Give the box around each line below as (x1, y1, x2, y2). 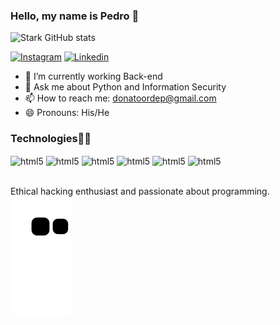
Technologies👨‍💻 (10, 132, 92, 146)
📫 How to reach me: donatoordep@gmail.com (24, 92, 217, 104)
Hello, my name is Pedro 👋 (10, 9, 140, 23)
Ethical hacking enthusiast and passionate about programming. (10, 185, 270, 198)
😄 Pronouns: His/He (24, 107, 110, 119)
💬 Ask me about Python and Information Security (24, 81, 227, 93)
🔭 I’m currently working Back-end (24, 70, 163, 83)
